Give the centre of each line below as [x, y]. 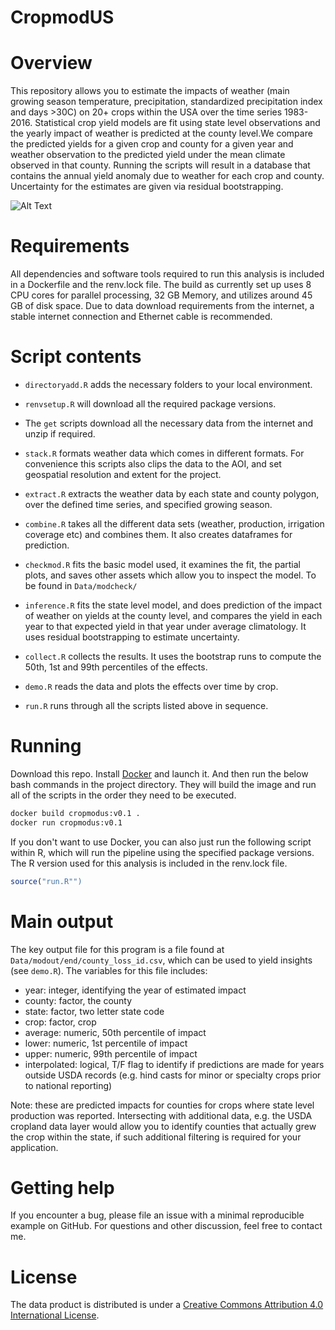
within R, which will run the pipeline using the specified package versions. [162, 852]
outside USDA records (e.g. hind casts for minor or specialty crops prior [173, 1075]
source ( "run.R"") [46, 881]
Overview [51, 63]
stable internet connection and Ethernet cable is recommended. [141, 317]
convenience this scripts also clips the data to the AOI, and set [153, 464]
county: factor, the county [78, 1000]
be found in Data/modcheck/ [81, 585]
